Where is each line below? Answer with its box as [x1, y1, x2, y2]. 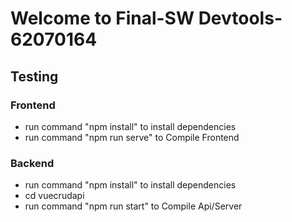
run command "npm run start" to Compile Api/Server [24, 200, 243, 212]
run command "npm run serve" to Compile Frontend [24, 131, 240, 143]
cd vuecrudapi [24, 190, 85, 202]
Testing [10, 68, 59, 85]
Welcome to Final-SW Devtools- [10, 7, 283, 30]
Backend [10, 156, 55, 170]
